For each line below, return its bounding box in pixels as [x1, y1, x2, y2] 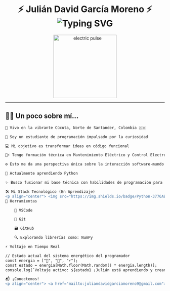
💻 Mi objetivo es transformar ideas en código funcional [5, 143, 130, 149]
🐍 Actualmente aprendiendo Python [5, 171, 78, 176]
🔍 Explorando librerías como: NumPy [14, 235, 93, 240]
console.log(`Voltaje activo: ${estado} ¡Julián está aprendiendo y [5, 267, 153, 273]
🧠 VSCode [14, 207, 33, 213]
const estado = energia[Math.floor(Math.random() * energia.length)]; [5, 263, 157, 268]
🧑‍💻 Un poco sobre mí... [5, 112, 79, 120]
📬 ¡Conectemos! [5, 276, 39, 282]
